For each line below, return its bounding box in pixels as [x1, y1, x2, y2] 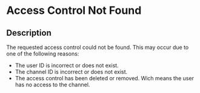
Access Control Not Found [6, 4, 142, 18]
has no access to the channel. [15, 81, 90, 88]
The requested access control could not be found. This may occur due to [6, 43, 189, 51]
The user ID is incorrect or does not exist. [15, 62, 119, 69]
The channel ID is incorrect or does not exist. [15, 68, 128, 75]
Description [6, 28, 52, 38]
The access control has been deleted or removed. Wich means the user [15, 75, 194, 82]
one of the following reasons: [6, 50, 79, 57]
